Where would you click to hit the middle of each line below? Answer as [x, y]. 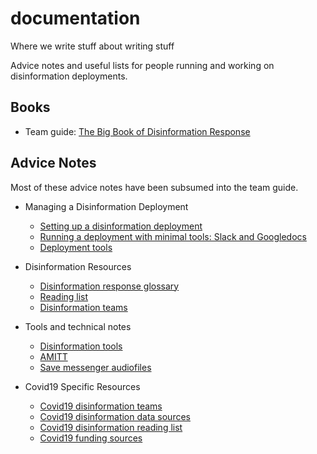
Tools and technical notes [78, 326]
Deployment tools [76, 247]
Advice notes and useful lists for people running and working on [142, 65]
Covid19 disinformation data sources [115, 416]
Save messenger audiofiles [95, 367]
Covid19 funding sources [91, 438]
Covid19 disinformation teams [101, 406]
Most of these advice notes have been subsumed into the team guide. [154, 187]
